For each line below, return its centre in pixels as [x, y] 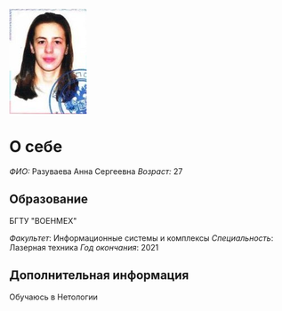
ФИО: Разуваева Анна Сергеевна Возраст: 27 [96, 171]
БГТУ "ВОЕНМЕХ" [43, 220]
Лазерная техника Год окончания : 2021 [84, 247]
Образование [49, 199]
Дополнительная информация [99, 275]
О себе [36, 147]
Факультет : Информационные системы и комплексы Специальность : [141, 238]
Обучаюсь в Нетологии [53, 297]
